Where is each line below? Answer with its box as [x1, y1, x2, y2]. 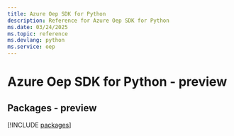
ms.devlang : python [7, 37, 65, 44]
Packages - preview [7, 102, 97, 114]
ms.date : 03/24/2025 [7, 23, 69, 30]
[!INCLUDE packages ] [7, 121, 72, 129]
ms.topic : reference [7, 30, 69, 38]
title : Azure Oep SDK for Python [7, 10, 106, 18]
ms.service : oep [7, 43, 55, 50]
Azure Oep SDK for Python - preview [7, 74, 228, 90]
